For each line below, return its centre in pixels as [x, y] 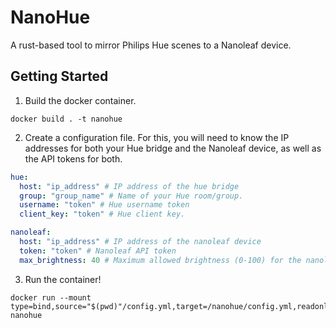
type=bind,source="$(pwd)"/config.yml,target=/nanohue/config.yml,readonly [171, 306]
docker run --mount [51, 297]
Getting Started [59, 76]
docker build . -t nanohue [66, 119]
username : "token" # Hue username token [104, 205]
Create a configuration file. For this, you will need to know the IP [157, 137]
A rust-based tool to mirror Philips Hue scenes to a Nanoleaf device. [151, 45]
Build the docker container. [80, 100]
